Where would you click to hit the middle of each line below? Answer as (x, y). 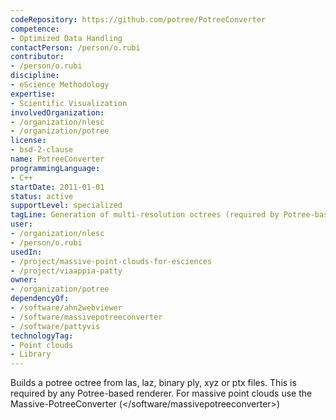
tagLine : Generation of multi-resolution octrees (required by (145, 215)
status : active (42, 196)
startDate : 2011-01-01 (57, 187)
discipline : (35, 76)
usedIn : (26, 252)
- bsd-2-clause (42, 150)
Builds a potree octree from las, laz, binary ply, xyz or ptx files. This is (153, 383)
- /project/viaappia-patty (66, 271)
